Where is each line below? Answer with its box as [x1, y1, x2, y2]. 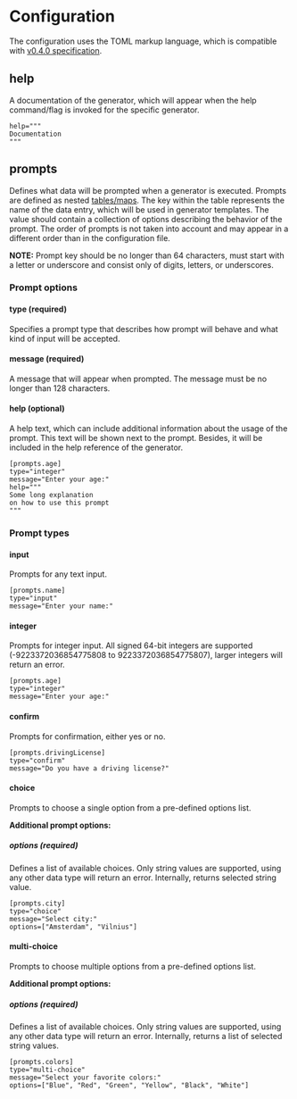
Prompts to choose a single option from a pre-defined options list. [9, 802, 252, 813]
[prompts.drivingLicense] [9, 748, 105, 757]
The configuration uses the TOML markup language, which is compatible [9, 36, 277, 46]
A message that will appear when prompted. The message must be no [9, 373, 268, 384]
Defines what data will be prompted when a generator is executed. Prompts [9, 185, 287, 196]
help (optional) [9, 404, 65, 414]
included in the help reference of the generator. [9, 442, 184, 453]
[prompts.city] [9, 899, 66, 908]
